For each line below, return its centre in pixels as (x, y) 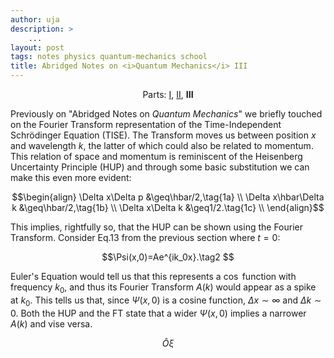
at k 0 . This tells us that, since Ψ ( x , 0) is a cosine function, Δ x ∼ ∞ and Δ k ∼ (166, 301)
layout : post (37, 47)
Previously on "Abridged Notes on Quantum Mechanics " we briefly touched (166, 114)
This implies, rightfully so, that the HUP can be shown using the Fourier (157, 227)
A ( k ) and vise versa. (51, 323)
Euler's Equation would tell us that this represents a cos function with (153, 276)
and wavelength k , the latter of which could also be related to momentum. (162, 145)
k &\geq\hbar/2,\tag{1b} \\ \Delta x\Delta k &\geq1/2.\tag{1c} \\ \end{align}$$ (168, 207)
